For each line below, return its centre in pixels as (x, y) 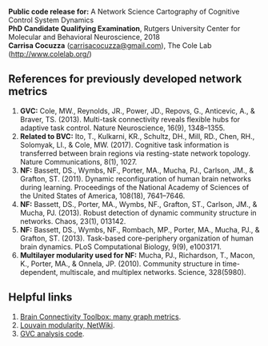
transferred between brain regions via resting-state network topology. (135, 153)
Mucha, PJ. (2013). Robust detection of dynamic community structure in (138, 213)
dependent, (39, 272)
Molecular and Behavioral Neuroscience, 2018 (84, 37)
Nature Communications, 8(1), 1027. (78, 161)
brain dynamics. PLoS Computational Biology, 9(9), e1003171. (121, 246)
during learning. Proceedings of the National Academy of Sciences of (134, 187)
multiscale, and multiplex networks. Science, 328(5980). (153, 272)
